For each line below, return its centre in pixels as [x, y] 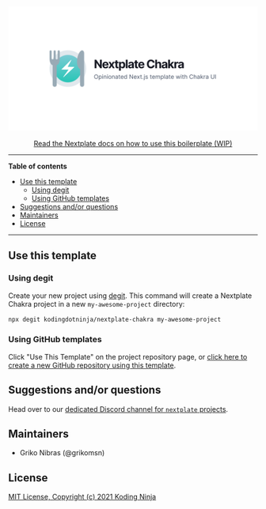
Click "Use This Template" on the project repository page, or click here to [128, 356]
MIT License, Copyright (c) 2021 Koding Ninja [82, 497]
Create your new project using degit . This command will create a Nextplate [130, 296]
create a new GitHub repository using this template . [92, 365]
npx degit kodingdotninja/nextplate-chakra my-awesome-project [115, 319]
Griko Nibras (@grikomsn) [62, 453]
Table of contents [38, 166]
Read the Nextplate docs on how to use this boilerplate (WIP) [133, 143]
